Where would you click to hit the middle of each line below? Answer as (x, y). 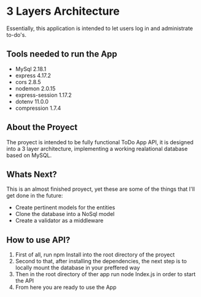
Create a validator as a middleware (59, 221)
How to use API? (38, 240)
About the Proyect (42, 127)
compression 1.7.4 (38, 108)
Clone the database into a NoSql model (65, 214)
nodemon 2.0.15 (35, 88)
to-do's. (16, 34)
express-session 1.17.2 (43, 95)
